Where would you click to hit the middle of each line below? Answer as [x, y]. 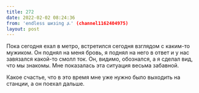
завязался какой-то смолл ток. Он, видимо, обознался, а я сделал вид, [99, 59]
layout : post [23, 29]
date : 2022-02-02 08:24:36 [41, 18]
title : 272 [20, 12]
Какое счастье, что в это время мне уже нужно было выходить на [93, 77]
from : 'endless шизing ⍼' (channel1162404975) [67, 23]
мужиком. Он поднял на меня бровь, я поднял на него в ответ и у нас [98, 53]
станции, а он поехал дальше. [45, 84]
